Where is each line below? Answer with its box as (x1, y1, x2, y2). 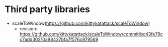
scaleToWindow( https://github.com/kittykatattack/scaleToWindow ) (12, 20, 150, 26)
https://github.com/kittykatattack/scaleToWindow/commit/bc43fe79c (19, 31, 163, 37)
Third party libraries (5, 4, 90, 15)
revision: (19, 25, 38, 31)
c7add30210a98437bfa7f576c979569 (19, 36, 99, 42)
